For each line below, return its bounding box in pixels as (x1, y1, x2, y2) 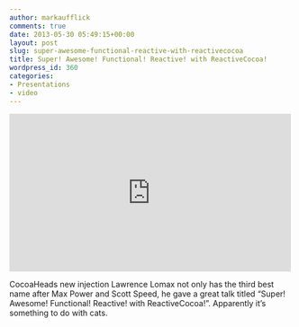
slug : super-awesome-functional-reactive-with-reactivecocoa (9, 47, 244, 56)
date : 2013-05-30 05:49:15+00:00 (9, 30, 135, 39)
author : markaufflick (9, 13, 91, 22)
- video (9, 88, 39, 97)
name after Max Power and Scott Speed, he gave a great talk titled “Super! (9, 288, 286, 299)
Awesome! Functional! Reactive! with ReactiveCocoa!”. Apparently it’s (9, 297, 267, 308)
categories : (9, 72, 54, 81)
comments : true (9, 22, 67, 31)
